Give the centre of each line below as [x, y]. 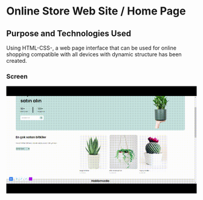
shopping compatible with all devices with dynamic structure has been [94, 54]
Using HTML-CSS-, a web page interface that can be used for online [92, 48]
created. [17, 61]
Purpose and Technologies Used [69, 34]
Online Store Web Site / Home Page [96, 11]
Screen [17, 76]
